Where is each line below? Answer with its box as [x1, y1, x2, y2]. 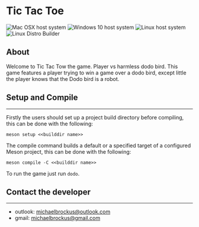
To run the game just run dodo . [6, 170, 80, 177]
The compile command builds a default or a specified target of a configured [6, 142, 191, 149]
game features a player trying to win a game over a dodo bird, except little [6, 69, 187, 76]
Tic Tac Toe [6, 4, 64, 18]
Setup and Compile [6, 93, 78, 103]
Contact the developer [6, 187, 91, 197]
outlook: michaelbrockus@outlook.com [14, 208, 111, 215]
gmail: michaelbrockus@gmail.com [14, 215, 101, 222]
